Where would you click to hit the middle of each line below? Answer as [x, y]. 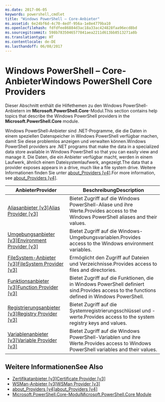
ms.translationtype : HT [29, 37]
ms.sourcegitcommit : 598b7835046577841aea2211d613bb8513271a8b [71, 33]
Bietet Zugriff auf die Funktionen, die [111, 278]
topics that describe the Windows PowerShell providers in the [68, 116]
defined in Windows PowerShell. [107, 296]
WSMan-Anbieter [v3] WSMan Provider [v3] [56, 384]
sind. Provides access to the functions [113, 290]
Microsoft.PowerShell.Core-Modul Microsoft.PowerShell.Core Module [82, 395]
